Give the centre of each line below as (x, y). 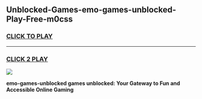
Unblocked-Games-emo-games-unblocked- (91, 10)
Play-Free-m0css (40, 19)
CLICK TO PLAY (29, 37)
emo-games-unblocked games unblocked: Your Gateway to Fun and (93, 83)
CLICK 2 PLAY (27, 59)
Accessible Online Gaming (40, 89)
